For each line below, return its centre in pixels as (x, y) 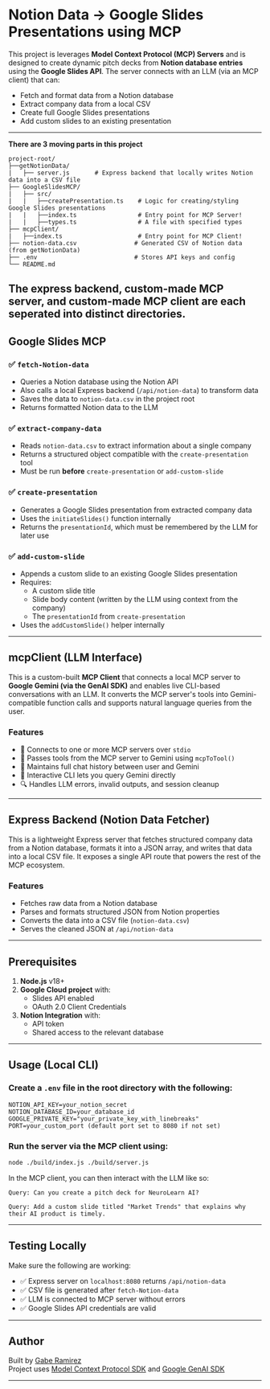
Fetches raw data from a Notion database (89, 903)
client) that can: (34, 80)
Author (26, 1341)
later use (35, 535)
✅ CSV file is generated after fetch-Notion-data (99, 1290)
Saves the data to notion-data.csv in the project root (107, 399)
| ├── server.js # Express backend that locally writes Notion (131, 173)
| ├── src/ (30, 194)
